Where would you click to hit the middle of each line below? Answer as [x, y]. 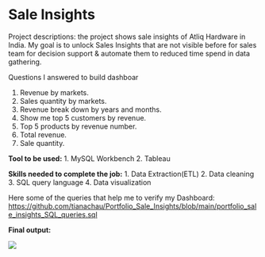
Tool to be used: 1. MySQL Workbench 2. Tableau [89, 158]
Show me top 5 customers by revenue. [83, 117]
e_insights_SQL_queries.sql [53, 214]
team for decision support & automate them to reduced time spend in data [129, 53]
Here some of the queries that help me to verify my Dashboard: [111, 198]
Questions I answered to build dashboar [73, 77]
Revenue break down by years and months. [90, 109]
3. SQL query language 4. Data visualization [80, 182]
